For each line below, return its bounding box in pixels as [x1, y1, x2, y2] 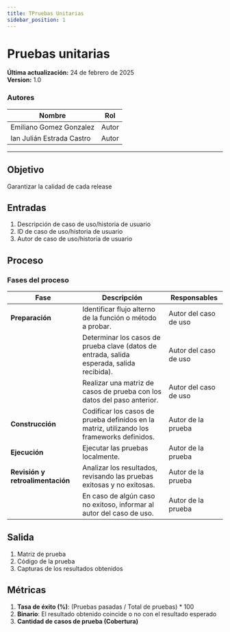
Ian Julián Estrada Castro [10, 133, 91, 143]
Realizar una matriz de [81, 378, 154, 388]
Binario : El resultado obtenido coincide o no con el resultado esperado [16, 609, 217, 618]
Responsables [170, 293, 218, 302]
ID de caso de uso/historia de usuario [16, 228, 123, 236]
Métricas [7, 584, 47, 596]
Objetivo [7, 164, 44, 175]
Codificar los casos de [81, 406, 155, 416]
